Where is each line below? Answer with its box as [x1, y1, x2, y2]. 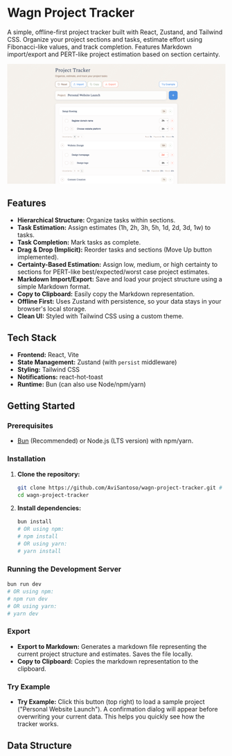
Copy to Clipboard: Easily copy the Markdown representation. [17, 290, 195, 298]
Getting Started [7, 400, 75, 412]
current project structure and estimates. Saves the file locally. [17, 650, 193, 658]
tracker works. [17, 720, 59, 728]
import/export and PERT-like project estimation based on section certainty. [7, 50, 220, 58]
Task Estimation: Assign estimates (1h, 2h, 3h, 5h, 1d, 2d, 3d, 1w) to [17, 223, 211, 231]
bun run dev [7, 581, 42, 588]
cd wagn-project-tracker [17, 491, 89, 498]
